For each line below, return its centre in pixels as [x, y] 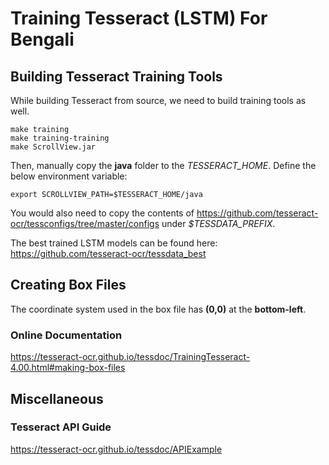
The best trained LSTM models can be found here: [114, 243]
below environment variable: [69, 176]
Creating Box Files [68, 285]
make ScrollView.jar [53, 147]
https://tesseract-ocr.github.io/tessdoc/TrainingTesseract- [130, 357]
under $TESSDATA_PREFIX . [218, 223]
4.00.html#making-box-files [68, 368]
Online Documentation [66, 335]
